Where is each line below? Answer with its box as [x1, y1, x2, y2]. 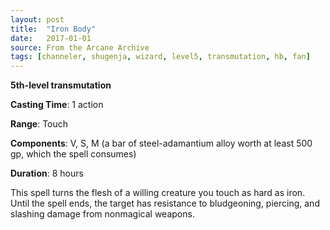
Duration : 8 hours [10, 167, 84, 180]
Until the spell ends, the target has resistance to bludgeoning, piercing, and [10, 197, 320, 210]
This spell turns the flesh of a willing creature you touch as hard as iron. [10, 187, 306, 199]
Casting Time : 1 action [10, 99, 104, 111]
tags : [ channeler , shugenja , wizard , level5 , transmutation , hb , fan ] [10, 52, 311, 62]
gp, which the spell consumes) [10, 148, 137, 160]
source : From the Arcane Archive [10, 42, 150, 53]
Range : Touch [10, 118, 69, 130]
